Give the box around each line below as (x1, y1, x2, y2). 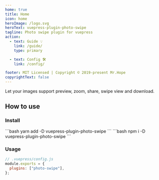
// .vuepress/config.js (5, 157, 54, 161)
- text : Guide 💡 (9, 39, 43, 44)
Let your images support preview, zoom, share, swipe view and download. (5, 89, 155, 94)
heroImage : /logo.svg (5, 21, 49, 26)
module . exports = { (5, 161, 45, 166)
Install (5, 117, 21, 124)
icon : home (5, 16, 27, 21)
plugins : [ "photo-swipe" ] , (9, 166, 65, 171)
